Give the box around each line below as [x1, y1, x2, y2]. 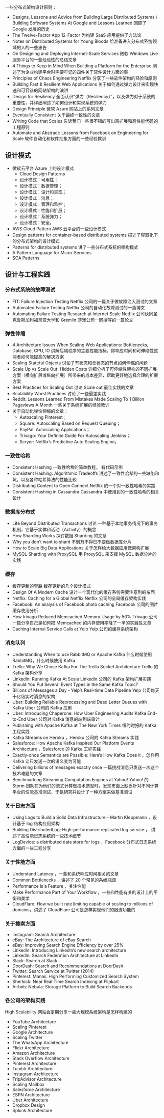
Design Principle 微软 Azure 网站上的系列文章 [12, 106, 104, 111]
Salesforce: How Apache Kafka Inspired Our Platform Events [12, 740, 135, 746]
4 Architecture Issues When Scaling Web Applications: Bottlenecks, [12, 342, 149, 348]
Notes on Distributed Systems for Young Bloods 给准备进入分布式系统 [12, 38, 153, 44]
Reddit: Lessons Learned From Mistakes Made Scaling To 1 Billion [12, 396, 144, 402]
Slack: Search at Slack [12, 957, 58, 963]
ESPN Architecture [12, 1092, 50, 1098]
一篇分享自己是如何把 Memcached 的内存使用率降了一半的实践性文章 [12, 620, 152, 626]
